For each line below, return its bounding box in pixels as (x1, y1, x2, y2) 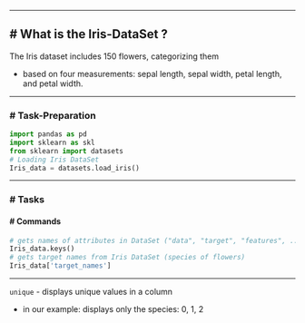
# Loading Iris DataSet (9, 155, 100, 164)
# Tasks (9, 193, 45, 206)
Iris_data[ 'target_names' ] (9, 261, 112, 270)
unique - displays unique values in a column (9, 287, 173, 298)
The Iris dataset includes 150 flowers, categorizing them (9, 51, 220, 62)
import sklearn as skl (9, 138, 95, 147)
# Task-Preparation (9, 109, 97, 122)
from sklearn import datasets (9, 146, 124, 155)
